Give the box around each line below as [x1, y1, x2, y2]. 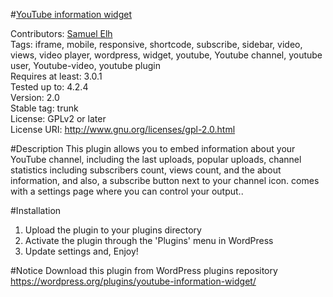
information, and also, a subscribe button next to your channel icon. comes [10, 175, 320, 186]
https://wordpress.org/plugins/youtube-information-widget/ [10, 275, 257, 287]
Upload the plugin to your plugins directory [24, 224, 202, 236]
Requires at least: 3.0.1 [10, 70, 103, 82]
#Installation [10, 205, 62, 216]
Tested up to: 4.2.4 [10, 81, 89, 93]
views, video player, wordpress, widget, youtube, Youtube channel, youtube [10, 49, 323, 61]
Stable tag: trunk [10, 102, 79, 114]
